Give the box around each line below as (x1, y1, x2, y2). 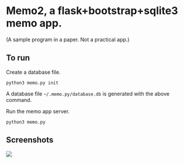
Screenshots (6, 135, 54, 145)
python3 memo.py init (6, 80, 59, 86)
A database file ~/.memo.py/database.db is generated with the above (6, 90, 170, 97)
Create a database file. (6, 69, 61, 76)
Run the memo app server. (6, 107, 70, 115)
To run (6, 53, 30, 63)
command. (6, 96, 32, 103)
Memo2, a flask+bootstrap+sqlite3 (6, 4, 178, 18)
